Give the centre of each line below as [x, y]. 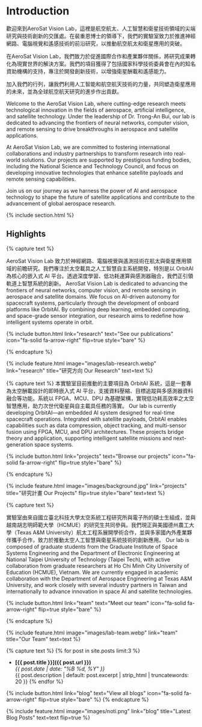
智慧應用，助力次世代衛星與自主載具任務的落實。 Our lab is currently [91, 406]
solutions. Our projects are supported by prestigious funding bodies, [106, 160]
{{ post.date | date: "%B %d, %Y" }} [60, 669]
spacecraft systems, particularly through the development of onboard [93, 303]
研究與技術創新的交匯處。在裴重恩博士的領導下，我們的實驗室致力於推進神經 [101, 36]
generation [20, 444]
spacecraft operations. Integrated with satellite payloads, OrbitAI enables [97, 419]
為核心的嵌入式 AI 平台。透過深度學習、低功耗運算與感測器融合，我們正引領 [100, 276]
